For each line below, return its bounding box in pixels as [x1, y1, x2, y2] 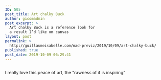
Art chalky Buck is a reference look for [9, 25, 95, 30]
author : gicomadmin [5, 16, 45, 21]
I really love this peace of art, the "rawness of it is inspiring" [5, 70, 126, 76]
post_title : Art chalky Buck [5, 12, 65, 16]
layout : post [5, 34, 32, 39]
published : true [5, 48, 38, 52]
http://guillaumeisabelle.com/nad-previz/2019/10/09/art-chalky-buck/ [9, 43, 157, 48]
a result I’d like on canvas [9, 30, 69, 34]
